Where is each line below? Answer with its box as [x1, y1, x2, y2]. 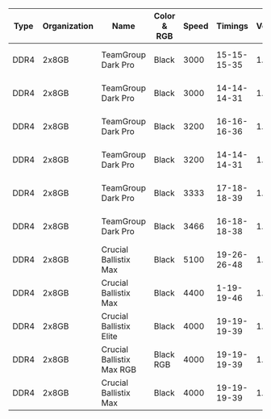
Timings [216, 20, 248, 31]
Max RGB [101, 364, 137, 375]
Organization [42, 20, 94, 31]
